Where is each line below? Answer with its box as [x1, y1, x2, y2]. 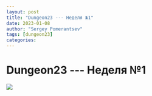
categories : [6, 37, 36, 43]
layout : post [6, 9, 40, 15]
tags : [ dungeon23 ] [6, 32, 53, 38]
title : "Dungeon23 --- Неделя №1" [6, 15, 94, 21]
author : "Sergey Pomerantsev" [6, 26, 83, 32]
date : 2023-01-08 [6, 20, 50, 26]
